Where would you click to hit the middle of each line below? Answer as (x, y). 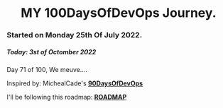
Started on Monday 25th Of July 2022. (75, 35)
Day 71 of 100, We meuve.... (47, 70)
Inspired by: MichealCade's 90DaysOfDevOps (75, 83)
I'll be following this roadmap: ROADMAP (67, 97)
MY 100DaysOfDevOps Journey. (119, 13)
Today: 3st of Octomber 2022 (51, 52)
